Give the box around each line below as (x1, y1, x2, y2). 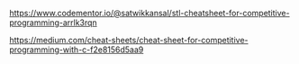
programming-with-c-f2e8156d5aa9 (9, 44, 144, 55)
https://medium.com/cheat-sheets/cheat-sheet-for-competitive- (9, 35, 249, 45)
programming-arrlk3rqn (9, 17, 97, 28)
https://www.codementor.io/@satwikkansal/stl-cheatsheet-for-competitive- (9, 8, 290, 18)
